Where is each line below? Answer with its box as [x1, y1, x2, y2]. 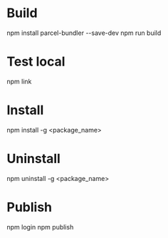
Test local [6, 53, 65, 70]
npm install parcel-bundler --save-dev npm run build [6, 29, 162, 37]
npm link [6, 77, 32, 86]
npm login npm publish [6, 222, 74, 231]
